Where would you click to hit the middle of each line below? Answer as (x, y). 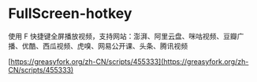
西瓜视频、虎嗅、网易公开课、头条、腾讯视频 (115, 46)
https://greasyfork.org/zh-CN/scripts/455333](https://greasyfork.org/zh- (130, 61)
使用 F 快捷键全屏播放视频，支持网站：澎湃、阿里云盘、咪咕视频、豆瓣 (123, 36)
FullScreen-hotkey (70, 14)
